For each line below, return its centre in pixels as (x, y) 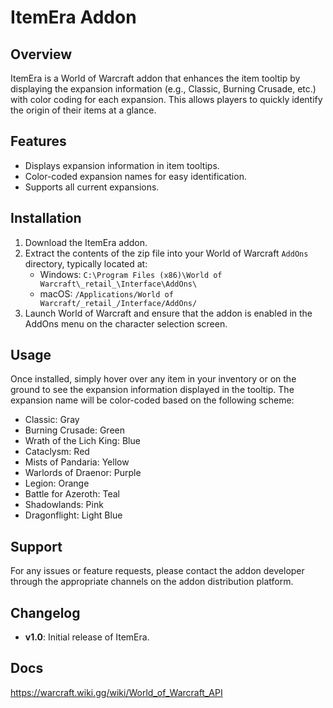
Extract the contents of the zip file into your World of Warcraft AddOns (166, 253)
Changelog (45, 612)
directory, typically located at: (86, 263)
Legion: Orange (57, 483)
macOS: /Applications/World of (106, 293)
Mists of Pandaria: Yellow (77, 462)
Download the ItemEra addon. (86, 242)
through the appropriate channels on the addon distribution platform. (152, 582)
